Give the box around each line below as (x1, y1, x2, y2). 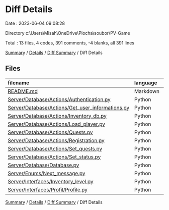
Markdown (134, 87, 160, 94)
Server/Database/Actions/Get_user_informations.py (8, 104, 130, 111)
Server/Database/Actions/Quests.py (8, 129, 93, 136)
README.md (8, 87, 38, 94)
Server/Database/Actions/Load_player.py (8, 120, 106, 127)
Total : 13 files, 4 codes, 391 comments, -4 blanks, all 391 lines (5, 39, 135, 46)
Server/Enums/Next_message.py (8, 170, 86, 177)
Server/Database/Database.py (8, 162, 79, 169)
